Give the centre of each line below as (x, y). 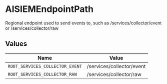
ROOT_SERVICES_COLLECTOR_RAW (42, 74)
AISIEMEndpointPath (49, 9)
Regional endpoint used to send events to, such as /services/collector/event (83, 23)
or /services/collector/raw (32, 28)
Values (16, 44)
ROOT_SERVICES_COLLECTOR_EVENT (45, 66)
